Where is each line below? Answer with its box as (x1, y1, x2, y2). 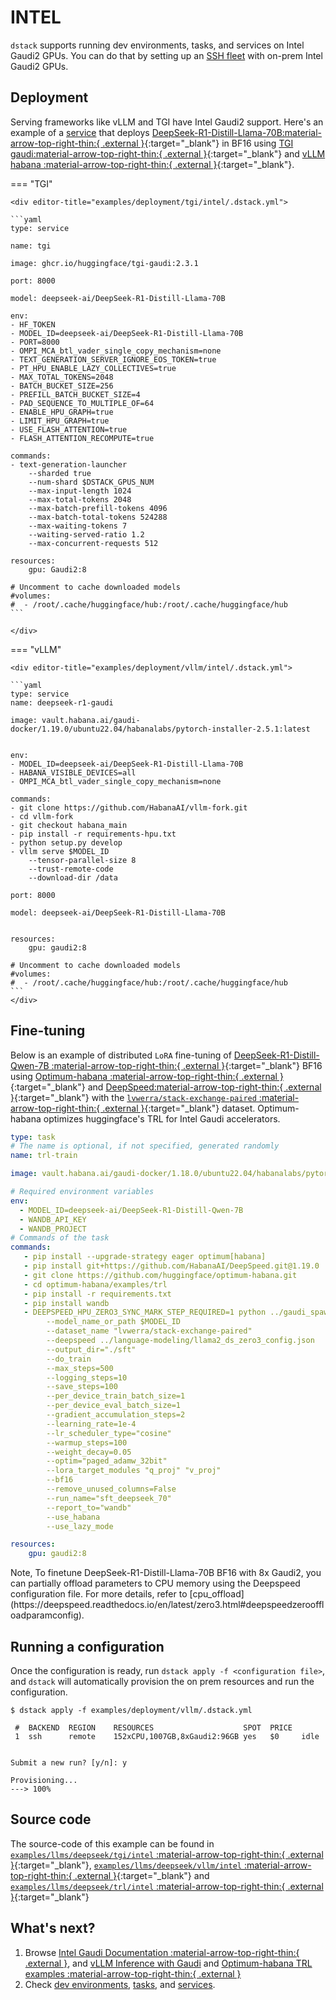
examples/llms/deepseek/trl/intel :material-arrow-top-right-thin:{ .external (10, 1880, 324, 1892)
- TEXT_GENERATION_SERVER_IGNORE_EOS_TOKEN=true (10, 354, 217, 365)
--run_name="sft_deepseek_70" (46, 1493, 172, 1503)
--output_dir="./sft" (46, 1344, 137, 1355)
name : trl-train (10, 1151, 78, 1161)
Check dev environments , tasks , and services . (24, 1978, 216, 1990)
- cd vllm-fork (10, 811, 74, 821)
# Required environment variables (10, 1187, 155, 1197)
